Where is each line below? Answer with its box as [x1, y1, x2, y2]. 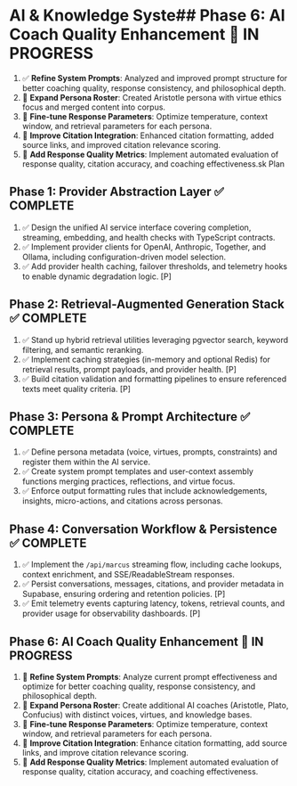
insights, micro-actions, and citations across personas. [21, 495, 224, 506]
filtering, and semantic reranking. [21, 344, 144, 355]
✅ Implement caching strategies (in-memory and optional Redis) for [21, 354, 271, 364]
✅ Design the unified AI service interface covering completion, [21, 222, 252, 233]
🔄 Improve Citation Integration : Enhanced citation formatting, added [21, 130, 274, 141]
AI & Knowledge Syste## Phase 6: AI [9, 5, 286, 26]
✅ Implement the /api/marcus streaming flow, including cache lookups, [21, 559, 282, 570]
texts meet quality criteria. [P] [21, 383, 132, 394]
